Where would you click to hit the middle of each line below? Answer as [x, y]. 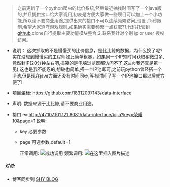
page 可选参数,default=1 [45, 142]
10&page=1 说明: [29, 121]
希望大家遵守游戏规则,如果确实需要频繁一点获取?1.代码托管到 [87, 27]
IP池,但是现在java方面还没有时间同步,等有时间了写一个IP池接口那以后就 [86, 76]
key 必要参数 [33, 132]
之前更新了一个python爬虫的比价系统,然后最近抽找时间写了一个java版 [89, 8]
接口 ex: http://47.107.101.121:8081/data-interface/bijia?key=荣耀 [77, 114]
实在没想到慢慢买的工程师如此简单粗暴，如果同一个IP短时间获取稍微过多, [88, 57]
